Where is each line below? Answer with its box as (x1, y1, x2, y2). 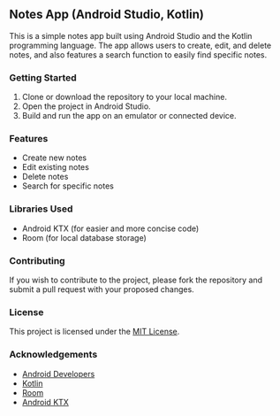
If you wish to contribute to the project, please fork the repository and (9, 274, 263, 285)
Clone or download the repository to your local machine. (21, 92, 228, 103)
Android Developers (21, 368, 95, 379)
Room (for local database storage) (21, 232, 148, 243)
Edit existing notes (21, 162, 90, 173)
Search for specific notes (21, 181, 115, 191)
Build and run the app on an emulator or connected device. (21, 111, 237, 121)
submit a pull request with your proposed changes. (9, 284, 194, 295)
